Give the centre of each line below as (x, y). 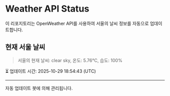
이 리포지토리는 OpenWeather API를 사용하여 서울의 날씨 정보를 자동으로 (77, 23)
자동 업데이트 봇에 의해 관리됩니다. (39, 88)
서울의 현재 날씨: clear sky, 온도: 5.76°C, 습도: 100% (70, 60)
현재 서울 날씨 (25, 47)
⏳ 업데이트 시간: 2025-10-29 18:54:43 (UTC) (51, 71)
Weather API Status (47, 9)
